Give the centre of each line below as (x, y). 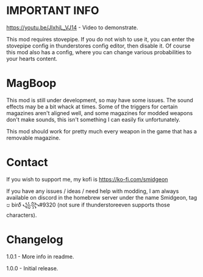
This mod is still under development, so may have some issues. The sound (100, 100)
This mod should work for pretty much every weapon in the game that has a (101, 131)
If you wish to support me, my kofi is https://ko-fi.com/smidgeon (87, 179)
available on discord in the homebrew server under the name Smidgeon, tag (102, 197)
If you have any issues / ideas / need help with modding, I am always (93, 191)
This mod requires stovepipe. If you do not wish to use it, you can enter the (101, 39)
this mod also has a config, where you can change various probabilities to (99, 52)
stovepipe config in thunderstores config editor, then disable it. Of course (98, 46)
